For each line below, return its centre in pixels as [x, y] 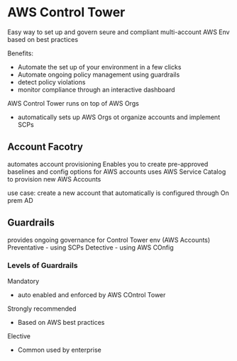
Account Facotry [45, 147]
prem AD [20, 200]
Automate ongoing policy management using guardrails [99, 74]
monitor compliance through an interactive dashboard [96, 89]
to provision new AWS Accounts [54, 179]
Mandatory [23, 281]
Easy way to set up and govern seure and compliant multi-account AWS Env [118, 32]
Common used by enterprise [59, 350]
